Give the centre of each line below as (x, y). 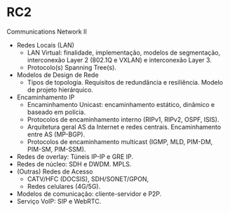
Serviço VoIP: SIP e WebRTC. (59, 201)
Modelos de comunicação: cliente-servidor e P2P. (89, 194)
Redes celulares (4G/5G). (64, 186)
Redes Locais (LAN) (46, 45)
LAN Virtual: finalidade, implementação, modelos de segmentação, (124, 52)
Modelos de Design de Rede (57, 75)
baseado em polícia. (56, 112)
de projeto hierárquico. (60, 90)
